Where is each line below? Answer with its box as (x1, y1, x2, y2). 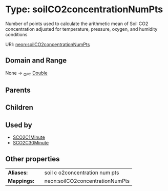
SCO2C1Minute (12, 134, 45, 140)
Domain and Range (5, 56, 67, 65)
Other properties (5, 155, 60, 163)
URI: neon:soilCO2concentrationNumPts (5, 41, 90, 47)
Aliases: (8, 169, 28, 176)
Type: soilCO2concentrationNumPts (5, 4, 163, 15)
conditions (5, 31, 28, 37)
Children (5, 103, 33, 112)
